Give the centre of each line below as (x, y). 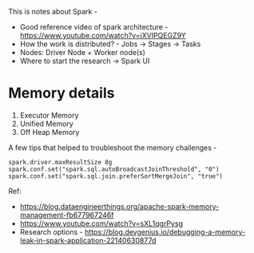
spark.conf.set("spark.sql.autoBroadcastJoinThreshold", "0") (114, 169)
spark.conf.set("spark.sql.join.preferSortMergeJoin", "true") (116, 176)
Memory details (62, 93)
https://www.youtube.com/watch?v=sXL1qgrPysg (101, 223)
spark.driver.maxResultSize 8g (60, 162)
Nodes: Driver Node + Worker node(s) (83, 52)
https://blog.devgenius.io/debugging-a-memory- (165, 231)
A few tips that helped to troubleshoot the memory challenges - (113, 148)
